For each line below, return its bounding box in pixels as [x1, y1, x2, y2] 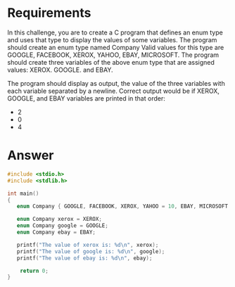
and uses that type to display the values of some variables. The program [7, 35, 217, 44]
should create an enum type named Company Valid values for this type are [7, 43, 224, 51]
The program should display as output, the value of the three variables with [7, 79, 225, 87]
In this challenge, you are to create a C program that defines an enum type [7, 28, 223, 37]
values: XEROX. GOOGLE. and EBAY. [7, 65, 114, 74]
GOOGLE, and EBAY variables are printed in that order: [7, 94, 165, 103]
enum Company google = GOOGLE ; [16, 222, 109, 229]
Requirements [7, 5, 91, 21]
